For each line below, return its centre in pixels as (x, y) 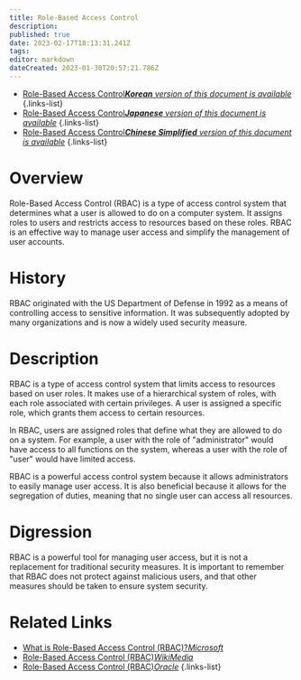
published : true (40, 34)
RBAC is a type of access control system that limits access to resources (142, 384)
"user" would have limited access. (73, 459)
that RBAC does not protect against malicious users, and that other (133, 576)
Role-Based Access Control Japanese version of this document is (144, 113)
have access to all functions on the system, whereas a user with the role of (148, 449)
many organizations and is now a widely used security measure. (128, 322)
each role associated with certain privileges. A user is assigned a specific (146, 403)
